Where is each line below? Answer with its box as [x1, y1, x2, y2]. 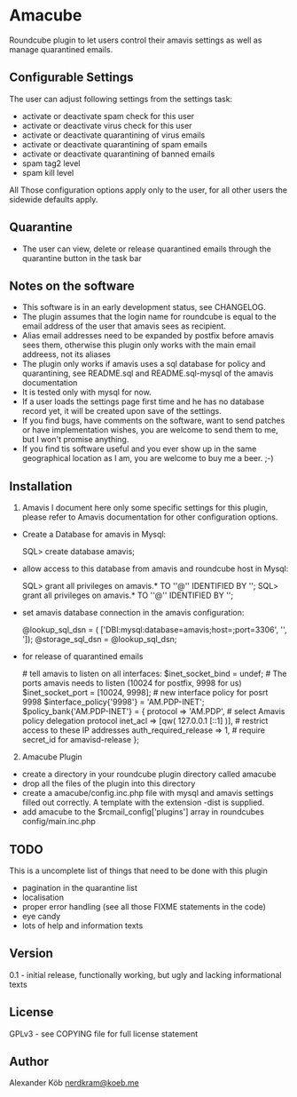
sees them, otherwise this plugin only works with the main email [21, 339, 256, 351]
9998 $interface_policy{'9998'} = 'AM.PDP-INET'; [21, 696, 205, 707]
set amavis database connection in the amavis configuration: [21, 608, 245, 618]
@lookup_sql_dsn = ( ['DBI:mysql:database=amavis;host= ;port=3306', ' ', [21, 624, 287, 635]
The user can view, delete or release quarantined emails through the [21, 243, 272, 254]
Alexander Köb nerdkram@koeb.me [9, 1077, 139, 1088]
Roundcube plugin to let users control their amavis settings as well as [9, 35, 262, 45]
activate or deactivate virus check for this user [21, 120, 192, 131]
